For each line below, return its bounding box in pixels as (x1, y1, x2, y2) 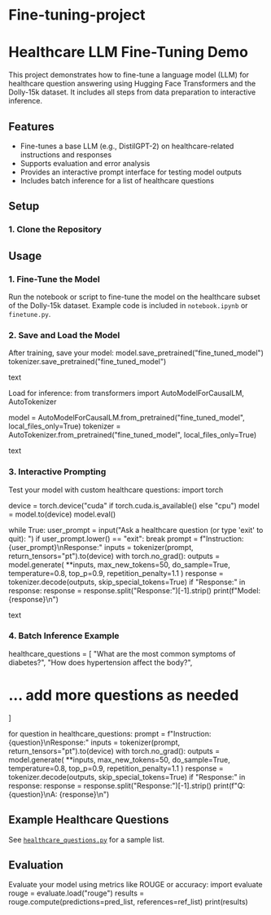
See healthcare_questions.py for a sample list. (8, 834, 165, 844)
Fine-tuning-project (8, 6, 146, 24)
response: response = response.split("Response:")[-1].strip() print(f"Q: (8, 781, 246, 790)
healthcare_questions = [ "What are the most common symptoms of (8, 649, 236, 658)
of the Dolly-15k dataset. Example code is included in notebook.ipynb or (8, 300, 248, 310)
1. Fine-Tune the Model (8, 273, 100, 284)
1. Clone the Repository (8, 224, 102, 235)
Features (8, 120, 55, 134)
